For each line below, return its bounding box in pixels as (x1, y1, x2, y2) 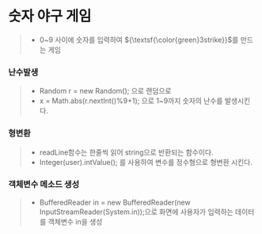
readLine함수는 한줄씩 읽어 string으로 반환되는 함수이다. (39, 148, 214, 157)
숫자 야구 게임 (8, 7, 92, 25)
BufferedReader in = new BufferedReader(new (39, 198, 192, 207)
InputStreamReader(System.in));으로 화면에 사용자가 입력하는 (39, 207, 234, 217)
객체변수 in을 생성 (47, 217, 103, 226)
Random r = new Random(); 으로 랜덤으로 (39, 86, 172, 96)
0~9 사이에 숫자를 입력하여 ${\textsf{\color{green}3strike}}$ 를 (39, 35, 239, 44)
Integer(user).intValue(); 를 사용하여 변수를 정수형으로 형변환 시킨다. (39, 157, 253, 167)
